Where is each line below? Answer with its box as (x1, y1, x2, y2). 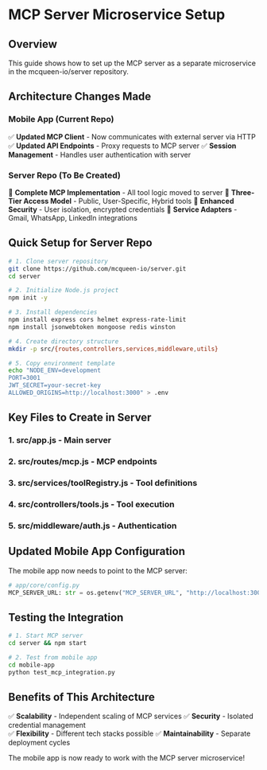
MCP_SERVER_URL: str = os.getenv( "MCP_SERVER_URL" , (8, 588, 183, 596)
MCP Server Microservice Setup (8, 6, 226, 24)
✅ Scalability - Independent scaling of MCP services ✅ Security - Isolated (8, 711, 254, 721)
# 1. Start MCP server (8, 631, 83, 640)
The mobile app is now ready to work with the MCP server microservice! (8, 753, 246, 763)
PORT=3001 (8, 374, 41, 382)
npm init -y (8, 294, 48, 302)
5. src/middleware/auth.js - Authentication (8, 520, 177, 531)
